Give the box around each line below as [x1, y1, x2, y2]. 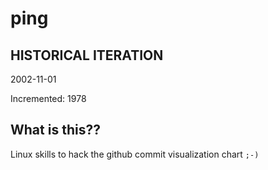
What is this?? [10, 122, 101, 139]
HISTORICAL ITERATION [10, 47, 164, 64]
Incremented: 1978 [10, 93, 87, 104]
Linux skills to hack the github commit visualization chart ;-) [10, 148, 260, 160]
